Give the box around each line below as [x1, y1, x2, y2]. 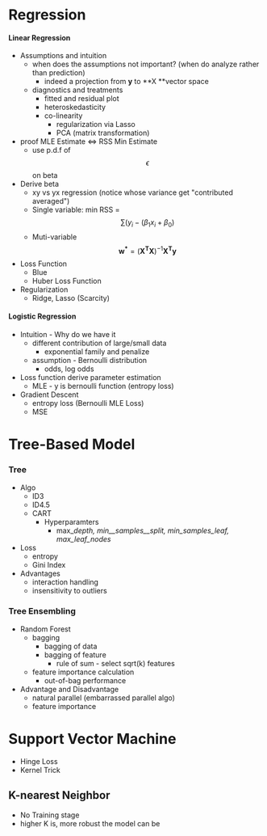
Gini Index [31, 559, 66, 569]
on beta [31, 171, 58, 180]
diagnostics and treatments [31, 85, 123, 95]
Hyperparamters [44, 517, 99, 526]
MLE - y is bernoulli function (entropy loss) [31, 382, 175, 391]
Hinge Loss [19, 756, 58, 766]
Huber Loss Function [31, 276, 102, 285]
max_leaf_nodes [56, 534, 111, 543]
